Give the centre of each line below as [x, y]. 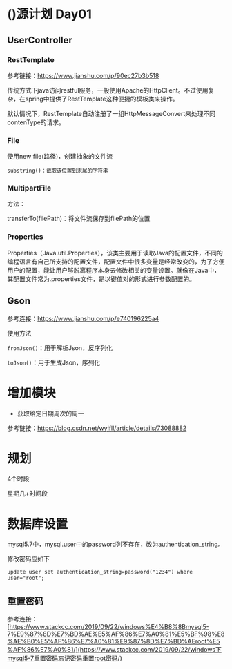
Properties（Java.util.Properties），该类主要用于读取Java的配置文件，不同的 [115, 253]
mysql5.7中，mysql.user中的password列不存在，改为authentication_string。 [116, 544]
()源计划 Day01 [49, 14]
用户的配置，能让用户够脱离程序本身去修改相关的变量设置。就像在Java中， [114, 270]
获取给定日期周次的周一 [50, 413]
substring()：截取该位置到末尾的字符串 [58, 171]
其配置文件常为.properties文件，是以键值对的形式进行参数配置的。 [101, 279]
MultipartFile [29, 188]
